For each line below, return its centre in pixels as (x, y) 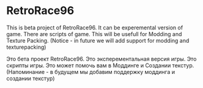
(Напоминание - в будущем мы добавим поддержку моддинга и (91, 71)
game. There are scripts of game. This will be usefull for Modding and (94, 34)
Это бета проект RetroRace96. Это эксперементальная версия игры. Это (102, 59)
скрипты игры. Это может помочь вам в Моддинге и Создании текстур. (100, 65)
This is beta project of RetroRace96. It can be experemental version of (95, 28)
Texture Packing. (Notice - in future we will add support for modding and (98, 40)
